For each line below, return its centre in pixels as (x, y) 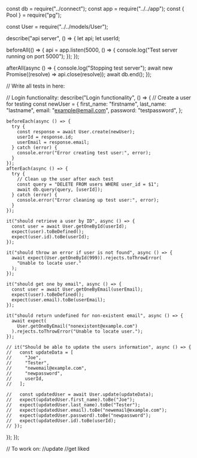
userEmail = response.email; (53, 142)
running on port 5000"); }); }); (43, 56)
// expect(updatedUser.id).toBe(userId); (61, 421)
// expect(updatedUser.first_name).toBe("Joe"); (71, 400)
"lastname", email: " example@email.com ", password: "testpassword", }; (94, 110)
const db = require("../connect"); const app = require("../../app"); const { (95, 9)
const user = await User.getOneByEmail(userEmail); (78, 289)
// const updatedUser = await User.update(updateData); (80, 394)
